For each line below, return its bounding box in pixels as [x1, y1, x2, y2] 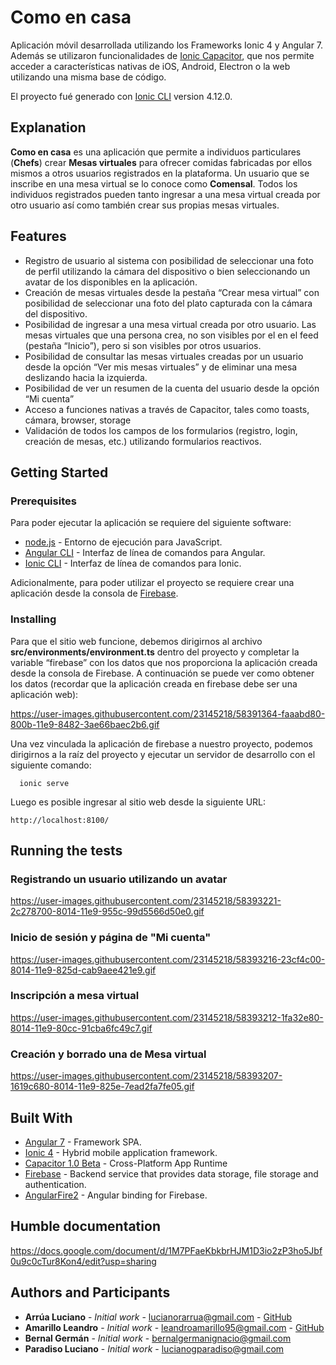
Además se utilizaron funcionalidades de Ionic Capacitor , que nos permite [10, 49, 315, 61]
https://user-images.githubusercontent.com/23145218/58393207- [10, 1070, 283, 1082]
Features [10, 228, 67, 245]
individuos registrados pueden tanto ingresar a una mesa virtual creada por [10, 188, 321, 200]
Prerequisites [10, 494, 77, 508]
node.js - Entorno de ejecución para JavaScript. [24, 536, 223, 548]
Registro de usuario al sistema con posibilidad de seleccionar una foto [24, 254, 315, 266]
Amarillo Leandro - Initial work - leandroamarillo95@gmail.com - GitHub [24, 1321, 325, 1333]
